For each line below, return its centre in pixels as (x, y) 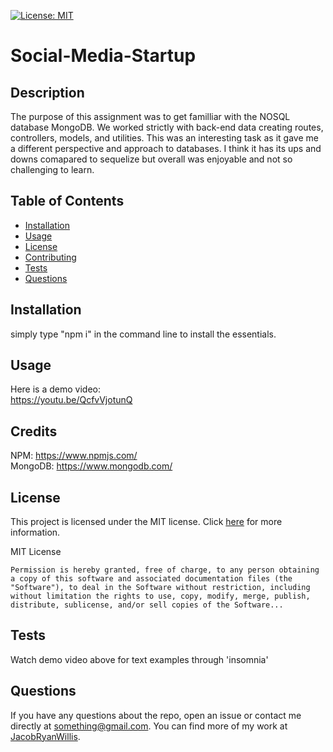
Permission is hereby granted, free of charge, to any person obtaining (165, 570)
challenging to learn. (52, 169)
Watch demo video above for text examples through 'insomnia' (139, 659)
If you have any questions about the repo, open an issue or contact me (156, 715)
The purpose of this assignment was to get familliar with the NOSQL (150, 116)
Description (47, 92)
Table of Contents (67, 201)
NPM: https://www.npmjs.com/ (74, 456)
